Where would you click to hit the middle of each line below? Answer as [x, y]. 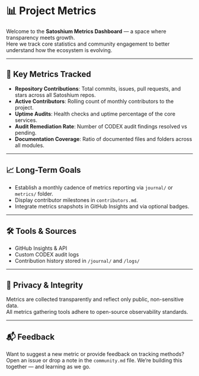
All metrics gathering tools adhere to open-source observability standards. [97, 312]
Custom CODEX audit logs [47, 255]
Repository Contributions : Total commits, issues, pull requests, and [98, 88]
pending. [25, 133]
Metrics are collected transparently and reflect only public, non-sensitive [95, 300]
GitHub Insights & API [41, 248]
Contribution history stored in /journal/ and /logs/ [77, 261]
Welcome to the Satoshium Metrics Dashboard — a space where [86, 31]
